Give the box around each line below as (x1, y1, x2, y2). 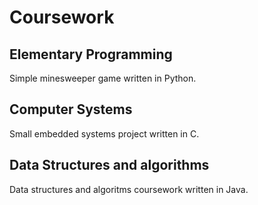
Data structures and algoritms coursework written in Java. (9, 183, 249, 195)
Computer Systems (9, 101, 133, 118)
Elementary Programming (9, 46, 173, 63)
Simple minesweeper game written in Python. (9, 72, 197, 84)
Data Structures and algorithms (9, 157, 210, 174)
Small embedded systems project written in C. (9, 127, 200, 140)
